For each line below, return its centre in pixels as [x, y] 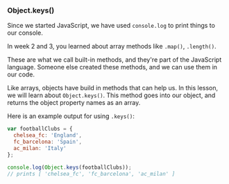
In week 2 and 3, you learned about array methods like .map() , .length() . [112, 47]
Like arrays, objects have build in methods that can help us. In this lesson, [113, 88]
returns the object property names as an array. [74, 103]
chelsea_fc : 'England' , [48, 135]
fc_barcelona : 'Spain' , [48, 142]
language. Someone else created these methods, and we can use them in [112, 67]
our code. [21, 74]
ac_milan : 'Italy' [40, 148]
